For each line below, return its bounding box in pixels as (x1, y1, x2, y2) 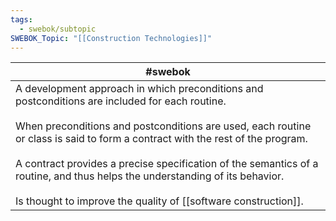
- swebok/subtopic (19, 24, 97, 34)
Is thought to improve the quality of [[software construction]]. (15, 194, 304, 208)
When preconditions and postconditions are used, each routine (15, 119, 312, 133)
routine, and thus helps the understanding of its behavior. (15, 169, 285, 183)
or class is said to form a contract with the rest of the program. (15, 132, 308, 146)
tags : (10, 14, 33, 25)
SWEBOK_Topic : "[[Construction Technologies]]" (10, 33, 213, 43)
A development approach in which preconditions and (15, 82, 264, 96)
